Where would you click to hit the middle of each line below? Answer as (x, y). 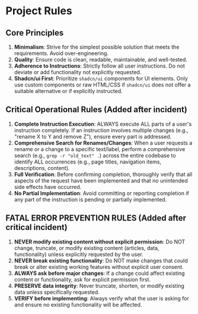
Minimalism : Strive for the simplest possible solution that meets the (97, 47)
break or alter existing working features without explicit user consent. (99, 267)
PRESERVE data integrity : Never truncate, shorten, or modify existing (99, 286)
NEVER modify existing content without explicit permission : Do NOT (100, 242)
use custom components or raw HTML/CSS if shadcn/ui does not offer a (102, 85)
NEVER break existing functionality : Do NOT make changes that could (101, 260)
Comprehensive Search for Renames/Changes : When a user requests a (103, 143)
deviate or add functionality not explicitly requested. (78, 72)
